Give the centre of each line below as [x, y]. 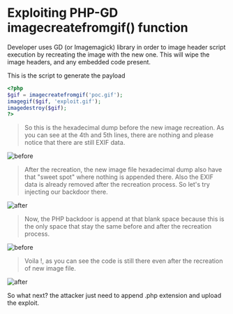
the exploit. [23, 303]
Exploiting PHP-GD [63, 13]
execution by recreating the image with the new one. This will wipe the [108, 55]
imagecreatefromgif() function [98, 28]
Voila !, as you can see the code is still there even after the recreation [123, 261]
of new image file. [50, 269]
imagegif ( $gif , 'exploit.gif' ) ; [54, 101]
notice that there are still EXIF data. [75, 143]
